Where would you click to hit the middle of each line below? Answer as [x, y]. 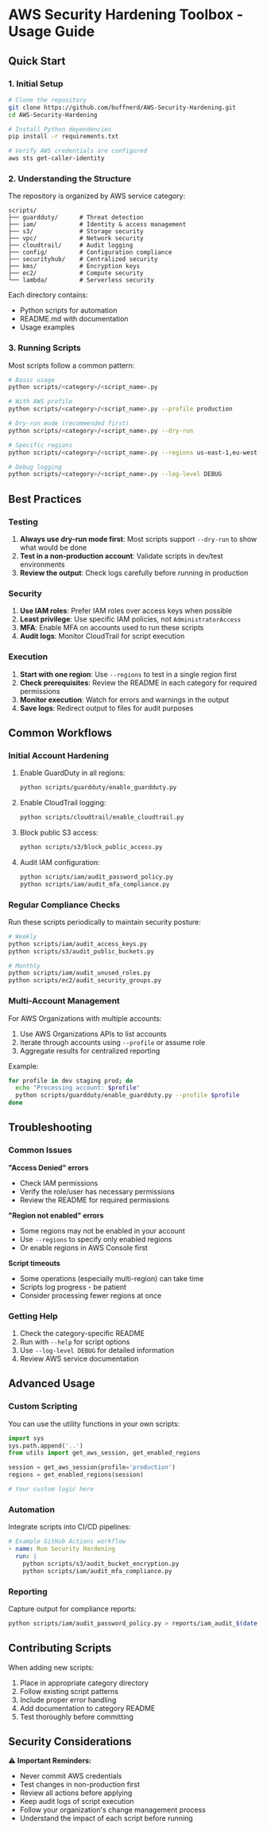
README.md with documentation [74, 319]
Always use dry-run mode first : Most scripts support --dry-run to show [138, 540]
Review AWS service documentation [79, 1359]
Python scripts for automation [68, 310]
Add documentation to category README [87, 1708]
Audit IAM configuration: [60, 862]
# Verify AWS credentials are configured [78, 151]
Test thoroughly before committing [76, 1716]
